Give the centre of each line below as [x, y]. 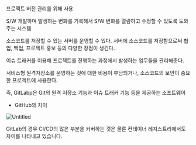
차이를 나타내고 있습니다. [34, 136]
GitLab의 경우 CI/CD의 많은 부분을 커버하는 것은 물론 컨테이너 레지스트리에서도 [96, 129]
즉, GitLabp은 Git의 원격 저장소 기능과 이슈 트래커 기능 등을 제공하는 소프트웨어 [96, 93]
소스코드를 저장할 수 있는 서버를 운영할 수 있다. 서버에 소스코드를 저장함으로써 [94, 41]
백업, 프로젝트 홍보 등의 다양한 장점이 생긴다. [64, 48]
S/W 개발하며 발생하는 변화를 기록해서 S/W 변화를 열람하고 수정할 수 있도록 [92, 21]
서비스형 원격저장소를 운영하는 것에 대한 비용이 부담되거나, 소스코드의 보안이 [93, 73]
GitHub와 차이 [31, 105]
